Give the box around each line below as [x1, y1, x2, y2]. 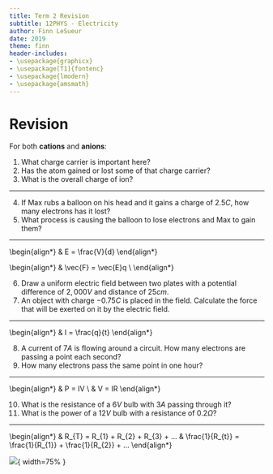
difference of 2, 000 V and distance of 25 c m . [20, 287, 169, 297]
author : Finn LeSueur [9, 27, 83, 35]
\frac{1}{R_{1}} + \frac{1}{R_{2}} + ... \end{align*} [9, 440, 173, 450]
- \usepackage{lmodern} [9, 72, 90, 80]
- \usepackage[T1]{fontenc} [9, 65, 105, 73]
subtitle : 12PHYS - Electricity [9, 19, 118, 28]
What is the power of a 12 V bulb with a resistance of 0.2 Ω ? [20, 408, 217, 418]
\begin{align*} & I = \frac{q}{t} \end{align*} [9, 328, 153, 338]
